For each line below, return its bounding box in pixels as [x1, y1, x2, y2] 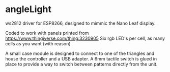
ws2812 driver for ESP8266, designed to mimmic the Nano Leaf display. [5, 20, 156, 26]
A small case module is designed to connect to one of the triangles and [5, 50, 155, 56]
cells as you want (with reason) [5, 40, 71, 46]
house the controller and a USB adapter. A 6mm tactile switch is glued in [5, 55, 157, 61]
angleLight [5, 4, 52, 15]
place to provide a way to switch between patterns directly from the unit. [5, 61, 158, 67]
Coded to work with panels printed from [5, 30, 89, 36]
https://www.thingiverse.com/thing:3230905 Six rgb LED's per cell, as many [5, 35, 165, 41]
